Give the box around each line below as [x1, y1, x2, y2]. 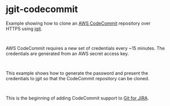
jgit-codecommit [6, 4, 78, 15]
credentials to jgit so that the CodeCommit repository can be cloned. [6, 75, 150, 81]
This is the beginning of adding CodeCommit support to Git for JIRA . [6, 95, 149, 101]
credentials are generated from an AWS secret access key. [6, 50, 129, 57]
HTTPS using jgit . [6, 25, 43, 31]
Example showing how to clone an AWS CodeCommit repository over [6, 20, 151, 26]
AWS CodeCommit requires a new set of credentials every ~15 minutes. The [6, 45, 165, 51]
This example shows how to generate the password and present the [6, 70, 148, 76]
